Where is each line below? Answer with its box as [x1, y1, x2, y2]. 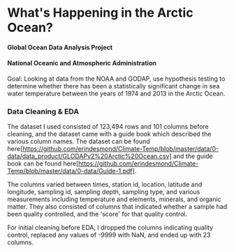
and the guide [173, 152, 213, 161]
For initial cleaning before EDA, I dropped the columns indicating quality [7, 223, 214, 232]
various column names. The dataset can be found [7, 137, 150, 145]
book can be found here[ [7, 159, 79, 168]
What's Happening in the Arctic [7, 5, 193, 21]
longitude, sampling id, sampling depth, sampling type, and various [7, 188, 200, 196]
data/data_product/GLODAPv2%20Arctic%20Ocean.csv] [7, 152, 172, 161]
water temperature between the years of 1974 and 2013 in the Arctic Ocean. [7, 89, 226, 97]
